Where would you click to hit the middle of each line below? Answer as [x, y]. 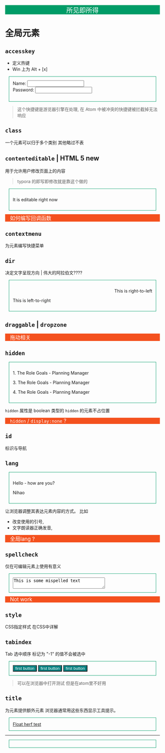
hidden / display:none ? [38, 421]
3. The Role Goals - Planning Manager [51, 382]
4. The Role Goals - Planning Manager [51, 392]
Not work [21, 600]
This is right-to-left [133, 291]
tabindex [18, 642]
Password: [24, 90]
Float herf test [27, 724]
